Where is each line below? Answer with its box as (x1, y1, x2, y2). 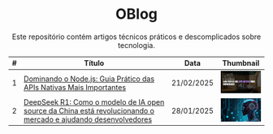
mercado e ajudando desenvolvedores (24, 115, 153, 124)
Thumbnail (222, 58, 260, 68)
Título (84, 58, 105, 68)
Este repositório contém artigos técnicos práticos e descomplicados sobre (11, 32, 262, 41)
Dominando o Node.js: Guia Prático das (24, 74, 155, 84)
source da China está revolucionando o (24, 106, 154, 115)
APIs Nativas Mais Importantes (24, 82, 127, 92)
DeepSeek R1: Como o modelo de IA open (24, 97, 165, 106)
